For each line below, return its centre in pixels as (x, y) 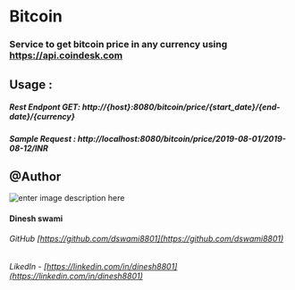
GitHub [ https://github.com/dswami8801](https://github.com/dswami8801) (147, 239)
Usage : (31, 84)
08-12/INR (29, 148)
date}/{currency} (42, 117)
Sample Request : (43, 139)
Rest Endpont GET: (45, 107)
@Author (35, 176)
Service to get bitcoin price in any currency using (118, 45)
